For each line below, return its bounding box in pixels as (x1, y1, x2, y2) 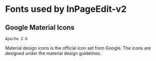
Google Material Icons (5, 23, 75, 32)
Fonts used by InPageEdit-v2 (5, 3, 127, 15)
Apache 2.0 (5, 36, 28, 41)
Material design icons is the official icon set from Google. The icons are (5, 45, 151, 51)
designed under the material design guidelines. (5, 51, 102, 56)
